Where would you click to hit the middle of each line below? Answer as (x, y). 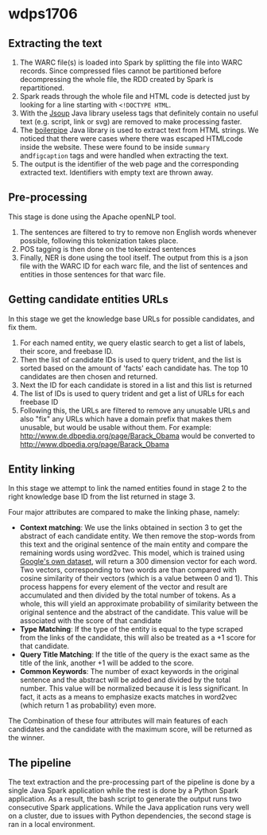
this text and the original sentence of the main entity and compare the (134, 545)
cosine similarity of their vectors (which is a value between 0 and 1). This (139, 578)
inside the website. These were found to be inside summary (115, 147)
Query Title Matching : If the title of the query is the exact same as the (135, 655)
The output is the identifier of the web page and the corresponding (129, 164)
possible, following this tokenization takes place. (99, 241)
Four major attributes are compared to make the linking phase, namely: (124, 512)
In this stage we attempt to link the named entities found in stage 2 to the (128, 488)
